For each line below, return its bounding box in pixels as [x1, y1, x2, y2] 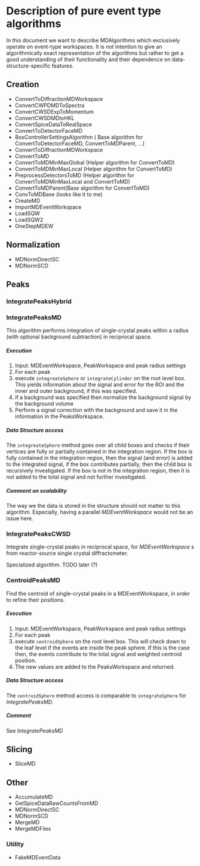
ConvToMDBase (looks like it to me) [14, 190, 103, 198]
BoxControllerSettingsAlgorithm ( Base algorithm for [14, 133, 143, 141]
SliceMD [14, 760, 36, 767]
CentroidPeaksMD [6, 576, 61, 584]
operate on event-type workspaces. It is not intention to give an [6, 43, 162, 50]
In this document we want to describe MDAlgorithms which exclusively [6, 36, 180, 44]
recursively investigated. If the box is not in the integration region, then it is [6, 467, 190, 474]
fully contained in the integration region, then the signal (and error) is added [6, 455, 193, 462]
